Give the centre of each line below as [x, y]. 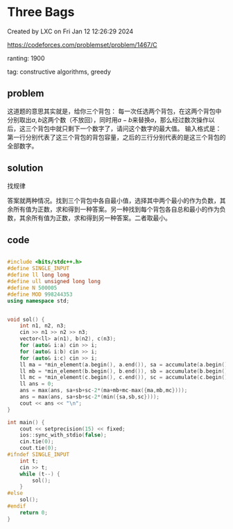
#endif [17, 506]
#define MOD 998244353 [40, 294]
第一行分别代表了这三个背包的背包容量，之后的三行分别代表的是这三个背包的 [116, 137]
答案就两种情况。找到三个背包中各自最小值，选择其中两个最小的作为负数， [113, 200]
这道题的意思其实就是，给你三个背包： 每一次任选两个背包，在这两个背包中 [114, 111]
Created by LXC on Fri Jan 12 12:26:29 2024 [70, 31]
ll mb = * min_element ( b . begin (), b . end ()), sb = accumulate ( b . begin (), [125, 371]
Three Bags [41, 12]
